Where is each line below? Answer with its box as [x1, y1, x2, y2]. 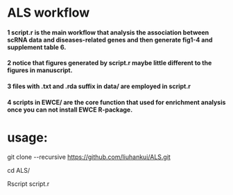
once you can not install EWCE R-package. [7, 105, 133, 114]
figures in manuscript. [7, 66, 73, 74]
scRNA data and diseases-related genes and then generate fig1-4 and [7, 35, 213, 44]
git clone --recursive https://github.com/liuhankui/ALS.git [7, 153, 171, 161]
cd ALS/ [7, 166, 31, 174]
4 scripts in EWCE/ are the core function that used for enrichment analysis [7, 98, 226, 106]
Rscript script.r [7, 179, 50, 188]
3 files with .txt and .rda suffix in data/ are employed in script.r [7, 82, 191, 90]
